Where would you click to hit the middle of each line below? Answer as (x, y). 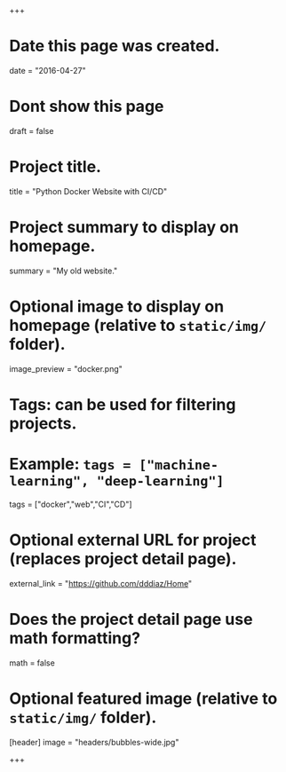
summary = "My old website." (64, 271)
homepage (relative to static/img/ (138, 325)
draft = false (32, 130)
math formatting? (75, 638)
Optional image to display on (117, 306)
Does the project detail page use (131, 619)
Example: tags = (70, 465)
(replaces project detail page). (123, 559)
